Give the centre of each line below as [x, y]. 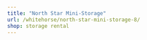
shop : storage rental [38, 26]
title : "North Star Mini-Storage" [57, 13]
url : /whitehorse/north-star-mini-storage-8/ [73, 20]
